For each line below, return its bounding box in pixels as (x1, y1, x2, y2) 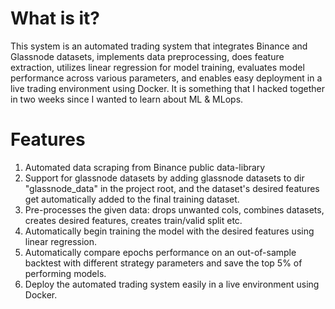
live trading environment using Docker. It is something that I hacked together (10, 82, 326, 94)
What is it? (10, 7, 101, 30)
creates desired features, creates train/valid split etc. (24, 214, 243, 226)
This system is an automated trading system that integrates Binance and (10, 40, 308, 52)
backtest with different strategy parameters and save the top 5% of (24, 257, 303, 269)
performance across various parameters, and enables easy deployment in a (10, 72, 323, 84)
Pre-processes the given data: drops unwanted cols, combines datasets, (24, 203, 325, 216)
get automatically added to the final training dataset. (24, 193, 240, 205)
